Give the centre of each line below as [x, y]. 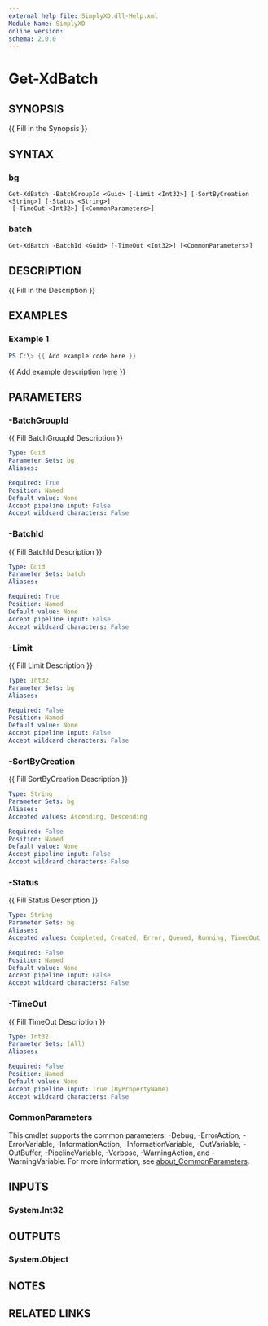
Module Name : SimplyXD [47, 24]
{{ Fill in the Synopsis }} [48, 129]
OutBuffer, [26, 1153]
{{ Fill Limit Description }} [51, 665]
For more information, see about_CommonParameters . [159, 1161]
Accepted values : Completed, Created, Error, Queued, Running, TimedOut [134, 937]
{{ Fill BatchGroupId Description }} [66, 438]
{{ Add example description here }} [67, 371]
